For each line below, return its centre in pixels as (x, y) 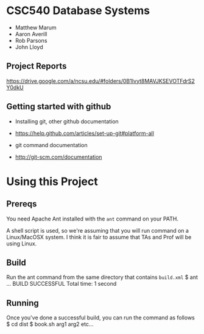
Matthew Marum (36, 27)
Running (23, 303)
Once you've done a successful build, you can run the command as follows (100, 318)
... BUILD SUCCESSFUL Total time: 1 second (62, 284)
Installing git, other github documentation (67, 121)
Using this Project (52, 181)
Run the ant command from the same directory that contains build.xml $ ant (102, 277)
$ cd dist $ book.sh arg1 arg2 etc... (50, 324)
